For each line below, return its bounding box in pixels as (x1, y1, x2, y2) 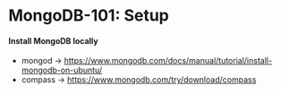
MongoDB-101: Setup (8, 5, 169, 26)
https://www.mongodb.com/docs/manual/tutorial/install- (64, 56, 273, 66)
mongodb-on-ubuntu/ (21, 64, 103, 76)
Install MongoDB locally (8, 35, 99, 46)
